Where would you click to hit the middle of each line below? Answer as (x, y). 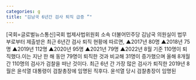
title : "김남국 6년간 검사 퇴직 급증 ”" (49, 17)
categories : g (23, 11)
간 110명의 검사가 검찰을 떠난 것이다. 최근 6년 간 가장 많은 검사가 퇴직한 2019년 (96, 63)
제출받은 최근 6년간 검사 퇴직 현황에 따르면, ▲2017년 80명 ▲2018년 (104, 41)
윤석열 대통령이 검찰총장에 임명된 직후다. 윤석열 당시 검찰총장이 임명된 (97, 71)
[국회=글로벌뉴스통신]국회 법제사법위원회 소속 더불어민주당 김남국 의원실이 (91, 34)
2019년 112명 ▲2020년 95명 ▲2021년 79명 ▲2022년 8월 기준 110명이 (99, 49)
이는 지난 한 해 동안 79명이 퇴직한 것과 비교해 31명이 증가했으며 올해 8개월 (106, 56)
